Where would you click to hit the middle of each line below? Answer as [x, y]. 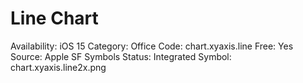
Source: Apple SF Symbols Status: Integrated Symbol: [121, 56]
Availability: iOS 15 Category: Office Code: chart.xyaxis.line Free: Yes [152, 46]
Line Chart [54, 18]
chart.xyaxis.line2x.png [58, 67]
